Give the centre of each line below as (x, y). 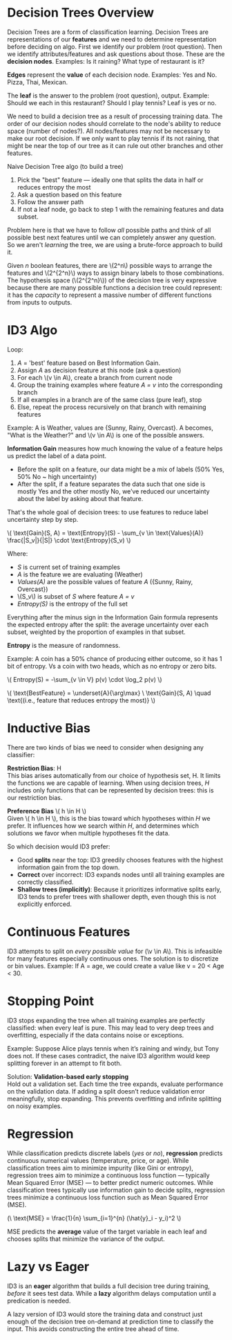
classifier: (21, 754)
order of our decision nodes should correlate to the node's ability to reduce (114, 123)
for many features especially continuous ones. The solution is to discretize (113, 958)
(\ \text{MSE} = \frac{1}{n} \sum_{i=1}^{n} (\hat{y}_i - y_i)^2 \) (94, 1218)
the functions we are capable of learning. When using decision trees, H (108, 783)
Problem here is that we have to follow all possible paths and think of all (109, 230)
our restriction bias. (35, 797)
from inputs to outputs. (40, 302)
